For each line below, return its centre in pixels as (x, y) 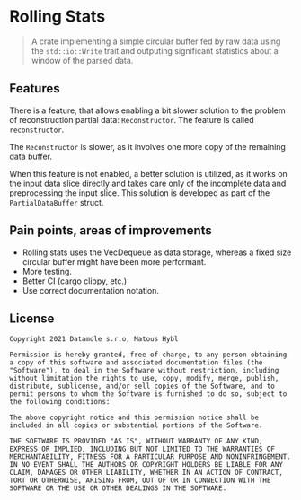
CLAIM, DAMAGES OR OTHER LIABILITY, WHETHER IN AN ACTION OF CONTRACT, (146, 473)
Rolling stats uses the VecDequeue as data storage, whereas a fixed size (157, 252)
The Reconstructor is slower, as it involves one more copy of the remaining (147, 146)
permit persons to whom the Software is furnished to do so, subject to (148, 394)
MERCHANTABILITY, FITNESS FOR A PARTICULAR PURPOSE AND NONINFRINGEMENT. (150, 457)
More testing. (47, 271)
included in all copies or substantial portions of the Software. (136, 425)
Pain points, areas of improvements (111, 231)
